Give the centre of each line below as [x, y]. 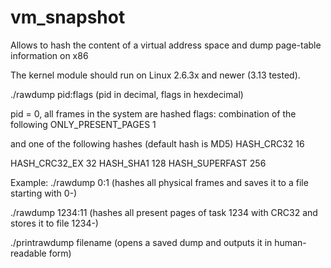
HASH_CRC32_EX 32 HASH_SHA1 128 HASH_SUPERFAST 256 [138, 163]
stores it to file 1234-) [54, 223]
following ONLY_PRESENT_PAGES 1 [83, 124]
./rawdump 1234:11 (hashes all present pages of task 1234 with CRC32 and [164, 212]
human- [290, 242]
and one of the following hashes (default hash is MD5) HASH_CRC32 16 [157, 143]
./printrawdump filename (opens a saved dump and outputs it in [141, 242]
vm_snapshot [68, 17]
